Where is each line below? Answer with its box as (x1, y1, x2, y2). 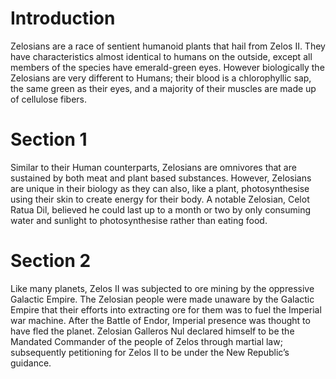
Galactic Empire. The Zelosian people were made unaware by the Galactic (10, 293, 315, 305)
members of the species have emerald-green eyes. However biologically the (10, 61, 325, 73)
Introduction (10, 7, 116, 30)
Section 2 (10, 250, 92, 272)
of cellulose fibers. (10, 93, 88, 105)
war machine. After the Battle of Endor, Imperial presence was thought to (10, 314, 311, 326)
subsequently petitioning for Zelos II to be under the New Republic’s (10, 346, 290, 358)
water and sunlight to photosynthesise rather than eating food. (10, 214, 268, 226)
